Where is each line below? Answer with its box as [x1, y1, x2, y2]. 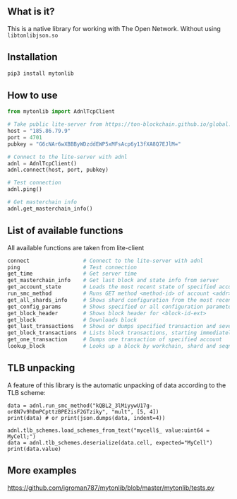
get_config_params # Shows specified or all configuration [7, 303, 203, 310]
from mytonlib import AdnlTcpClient [7, 108, 115, 115]
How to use [7, 89, 58, 101]
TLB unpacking [7, 362, 75, 374]
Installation [7, 51, 58, 63]
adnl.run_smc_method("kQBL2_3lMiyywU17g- [29, 402, 153, 409]
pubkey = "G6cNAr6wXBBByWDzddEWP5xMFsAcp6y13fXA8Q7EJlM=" [7, 141, 181, 148]
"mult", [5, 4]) [111, 408, 159, 416]
